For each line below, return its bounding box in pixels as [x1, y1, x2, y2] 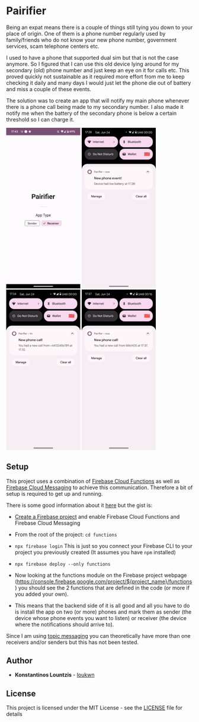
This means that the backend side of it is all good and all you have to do [14, 602, 190, 609]
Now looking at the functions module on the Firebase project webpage [14, 572, 187, 579]
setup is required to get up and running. [6, 490, 103, 497]
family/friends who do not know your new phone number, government [6, 36, 177, 43]
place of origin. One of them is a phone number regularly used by [6, 30, 166, 37]
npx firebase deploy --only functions [14, 561, 111, 567]
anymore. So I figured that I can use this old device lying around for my [6, 60, 179, 68]
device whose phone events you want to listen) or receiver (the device [14, 614, 187, 621]
